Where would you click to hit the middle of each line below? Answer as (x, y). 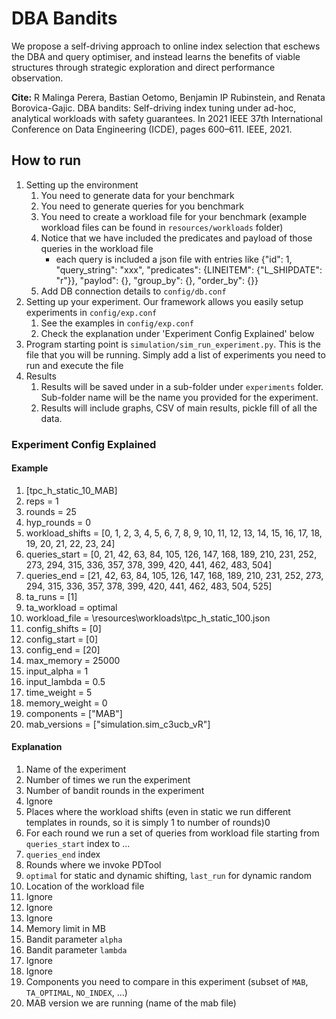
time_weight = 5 (59, 692)
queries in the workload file (97, 248)
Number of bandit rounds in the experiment (115, 791)
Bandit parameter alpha (74, 939)
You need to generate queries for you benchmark (142, 206)
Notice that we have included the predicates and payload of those (176, 238)
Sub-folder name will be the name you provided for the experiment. (179, 397)
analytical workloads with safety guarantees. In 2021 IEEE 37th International (167, 118)
